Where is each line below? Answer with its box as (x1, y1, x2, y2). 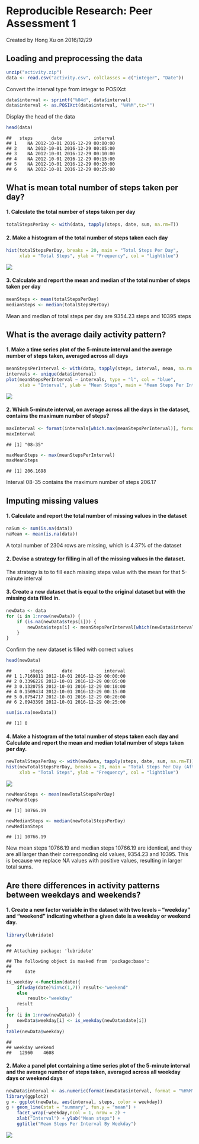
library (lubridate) (6, 932, 54, 938)
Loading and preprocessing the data (6, 53, 143, 63)
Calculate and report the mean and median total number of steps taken (6, 739, 184, 746)
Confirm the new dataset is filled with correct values (6, 646, 134, 653)
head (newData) (6, 658, 41, 664)
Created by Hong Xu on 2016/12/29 (6, 36, 92, 43)
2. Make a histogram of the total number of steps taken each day (6, 234, 168, 241)
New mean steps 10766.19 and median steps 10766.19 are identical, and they (6, 844, 192, 851)
